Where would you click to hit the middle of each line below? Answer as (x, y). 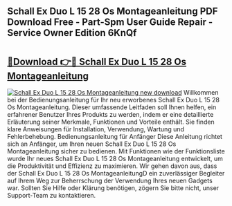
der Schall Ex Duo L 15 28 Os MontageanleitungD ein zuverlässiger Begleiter (116, 173)
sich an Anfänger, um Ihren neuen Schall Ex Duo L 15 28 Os (92, 144)
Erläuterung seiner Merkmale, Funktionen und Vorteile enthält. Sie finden (111, 122)
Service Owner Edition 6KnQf (72, 33)
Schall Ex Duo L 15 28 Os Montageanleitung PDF (113, 11)
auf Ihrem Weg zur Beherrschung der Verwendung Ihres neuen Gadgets (110, 180)
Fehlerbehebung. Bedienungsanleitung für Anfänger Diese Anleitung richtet (115, 137)
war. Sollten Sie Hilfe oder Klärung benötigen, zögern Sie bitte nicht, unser (113, 188)
